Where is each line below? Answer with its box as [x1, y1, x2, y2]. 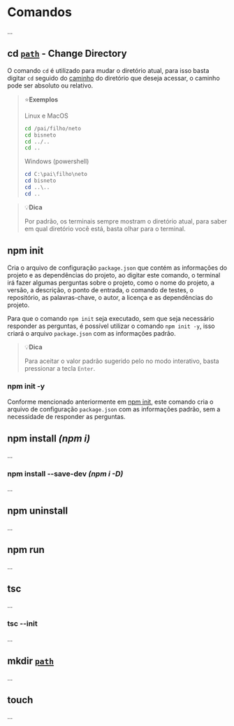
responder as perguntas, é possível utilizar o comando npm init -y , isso [7, 322, 215, 330]
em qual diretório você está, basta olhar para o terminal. [24, 224, 187, 233]
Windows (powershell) [24, 157, 89, 165]
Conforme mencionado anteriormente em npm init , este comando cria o [7, 397, 214, 406]
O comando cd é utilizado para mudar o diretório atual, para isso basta [7, 66, 210, 74]
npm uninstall [7, 505, 68, 517]
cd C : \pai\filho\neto [24, 171, 88, 178]
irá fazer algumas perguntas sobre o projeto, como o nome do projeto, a [7, 278, 215, 287]
